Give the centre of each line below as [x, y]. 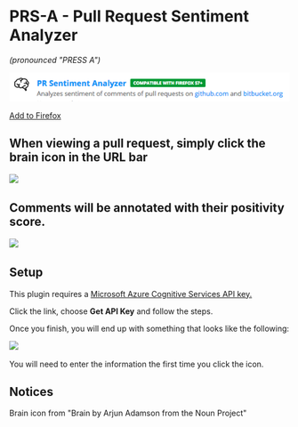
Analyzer [44, 35]
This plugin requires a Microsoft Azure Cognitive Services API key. [131, 294]
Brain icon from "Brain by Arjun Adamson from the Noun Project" [128, 413]
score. [28, 222]
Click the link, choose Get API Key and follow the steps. [111, 311]
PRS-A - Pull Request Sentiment [129, 16]
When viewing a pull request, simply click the [137, 144]
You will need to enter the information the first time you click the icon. [137, 364]
